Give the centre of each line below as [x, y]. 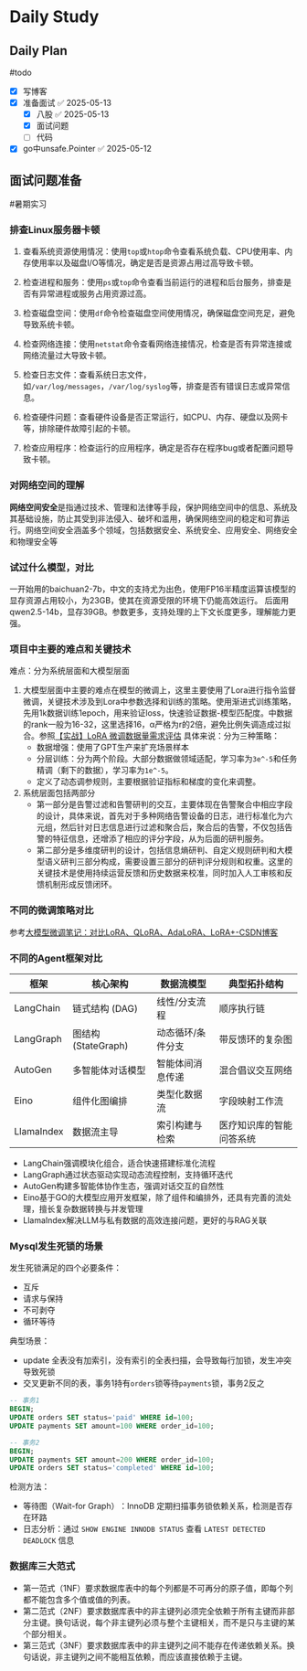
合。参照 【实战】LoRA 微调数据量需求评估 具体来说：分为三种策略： [151, 736]
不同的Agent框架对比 [56, 958]
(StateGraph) [101, 1046]
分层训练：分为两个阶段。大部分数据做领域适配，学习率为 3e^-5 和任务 [167, 759]
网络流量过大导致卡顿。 [67, 356]
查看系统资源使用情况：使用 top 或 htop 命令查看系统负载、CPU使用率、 [153, 251]
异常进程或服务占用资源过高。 [95, 293]
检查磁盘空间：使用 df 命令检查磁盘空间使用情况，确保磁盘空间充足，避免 [159, 314]
